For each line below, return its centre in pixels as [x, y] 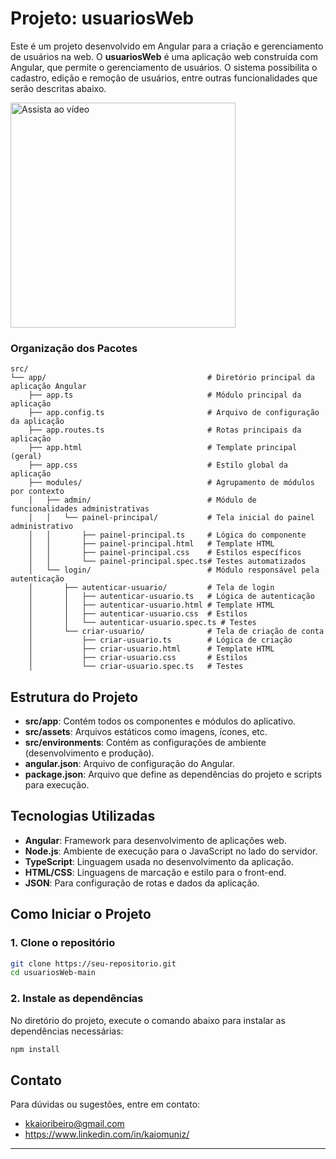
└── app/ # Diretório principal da [162, 378]
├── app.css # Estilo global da [158, 465]
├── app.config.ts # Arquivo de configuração [174, 413]
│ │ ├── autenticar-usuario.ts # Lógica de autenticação [171, 597]
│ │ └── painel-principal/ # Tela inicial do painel [171, 518]
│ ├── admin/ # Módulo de [142, 500]
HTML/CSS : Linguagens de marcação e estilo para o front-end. [155, 872]
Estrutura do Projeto [74, 697]
